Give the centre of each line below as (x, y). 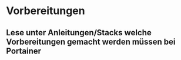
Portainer (24, 51)
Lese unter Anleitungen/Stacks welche (79, 33)
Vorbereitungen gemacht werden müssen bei (91, 41)
